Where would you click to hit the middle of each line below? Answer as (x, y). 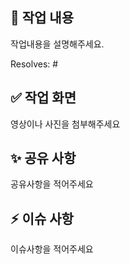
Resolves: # (34, 64)
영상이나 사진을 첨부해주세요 (65, 124)
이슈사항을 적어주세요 (52, 249)
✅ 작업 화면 (43, 98)
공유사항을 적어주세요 (52, 184)
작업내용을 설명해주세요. (57, 44)
